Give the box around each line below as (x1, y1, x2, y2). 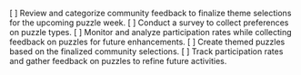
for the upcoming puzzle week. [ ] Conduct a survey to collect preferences (9, 17, 289, 28)
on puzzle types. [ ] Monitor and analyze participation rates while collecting (9, 27, 293, 37)
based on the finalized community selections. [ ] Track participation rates (9, 46, 284, 57)
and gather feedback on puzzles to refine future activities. (9, 56, 227, 66)
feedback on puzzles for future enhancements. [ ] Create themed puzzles (9, 36, 286, 47)
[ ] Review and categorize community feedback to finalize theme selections (9, 8, 292, 18)
